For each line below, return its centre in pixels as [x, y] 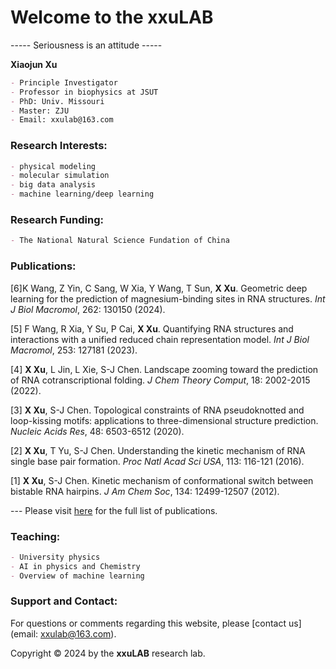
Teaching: [35, 536]
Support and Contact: [64, 601]
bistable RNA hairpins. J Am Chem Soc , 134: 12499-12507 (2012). [145, 491]
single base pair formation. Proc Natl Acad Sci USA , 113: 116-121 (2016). [157, 461]
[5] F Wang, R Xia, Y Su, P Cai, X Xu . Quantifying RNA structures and [152, 328]
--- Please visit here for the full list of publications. [114, 510]
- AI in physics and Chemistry [75, 566]
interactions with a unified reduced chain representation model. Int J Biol [160, 339]
